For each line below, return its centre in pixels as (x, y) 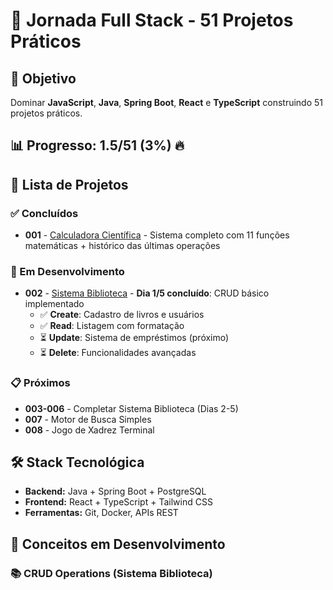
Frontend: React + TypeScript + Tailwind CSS (118, 502)
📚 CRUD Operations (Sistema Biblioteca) (111, 573)
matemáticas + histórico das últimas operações (122, 246)
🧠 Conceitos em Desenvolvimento (118, 544)
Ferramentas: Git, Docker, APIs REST (101, 513)
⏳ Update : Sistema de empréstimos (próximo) (134, 338)
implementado (54, 304)
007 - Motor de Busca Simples (88, 419)
